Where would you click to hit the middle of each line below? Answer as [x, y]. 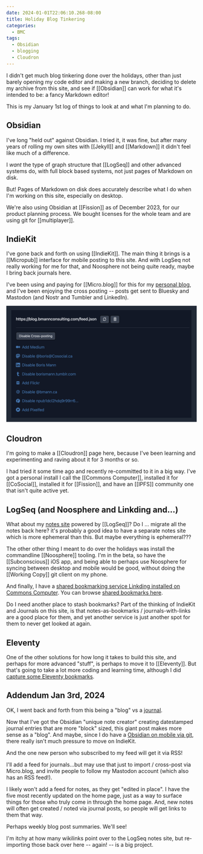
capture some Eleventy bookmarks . [50, 676]
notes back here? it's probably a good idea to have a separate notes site [96, 531]
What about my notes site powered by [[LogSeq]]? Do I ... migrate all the [96, 524]
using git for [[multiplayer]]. [40, 220]
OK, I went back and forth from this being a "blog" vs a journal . [85, 710]
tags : [13, 38]
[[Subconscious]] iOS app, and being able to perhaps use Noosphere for [97, 562]
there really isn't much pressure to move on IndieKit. [71, 741]
